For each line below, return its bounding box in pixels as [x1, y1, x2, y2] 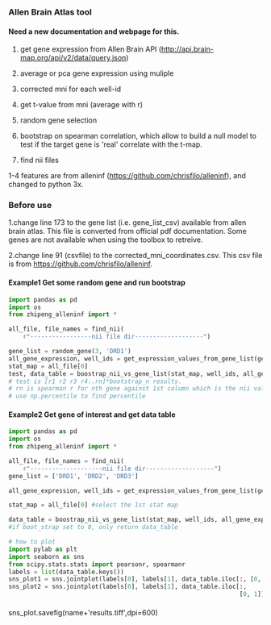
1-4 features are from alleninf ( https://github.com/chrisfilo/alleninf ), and [8, 171, 246, 181]
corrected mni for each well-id [19, 84, 122, 94]
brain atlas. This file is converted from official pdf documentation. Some [8, 227, 248, 236]
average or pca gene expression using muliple [19, 69, 174, 78]
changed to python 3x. [8, 180, 84, 190]
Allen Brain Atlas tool [8, 6, 93, 18]
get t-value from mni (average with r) [19, 100, 144, 110]
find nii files [19, 156, 59, 165]
